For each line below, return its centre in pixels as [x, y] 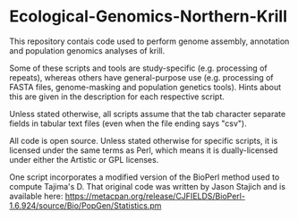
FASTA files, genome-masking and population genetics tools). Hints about [145, 87]
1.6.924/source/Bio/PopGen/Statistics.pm [85, 205]
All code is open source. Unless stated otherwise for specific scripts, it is [144, 140]
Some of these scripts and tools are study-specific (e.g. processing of [138, 68]
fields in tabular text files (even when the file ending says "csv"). [128, 123]
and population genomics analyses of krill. [87, 50]
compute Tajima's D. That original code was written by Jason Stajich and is [148, 186]
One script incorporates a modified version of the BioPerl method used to [145, 177]
